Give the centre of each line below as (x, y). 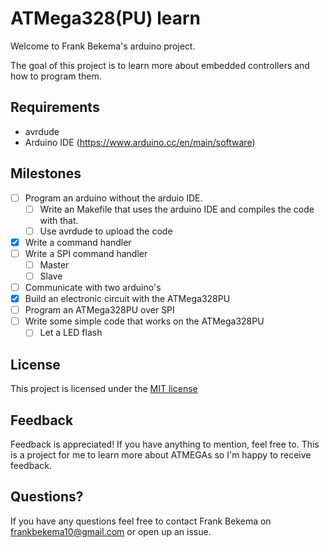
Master (54, 264)
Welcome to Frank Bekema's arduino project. (103, 46)
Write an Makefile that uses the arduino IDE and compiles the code (177, 209)
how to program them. (56, 76)
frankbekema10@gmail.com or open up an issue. (111, 531)
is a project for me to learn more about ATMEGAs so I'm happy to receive (161, 454)
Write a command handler (78, 242)
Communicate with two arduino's (93, 287)
